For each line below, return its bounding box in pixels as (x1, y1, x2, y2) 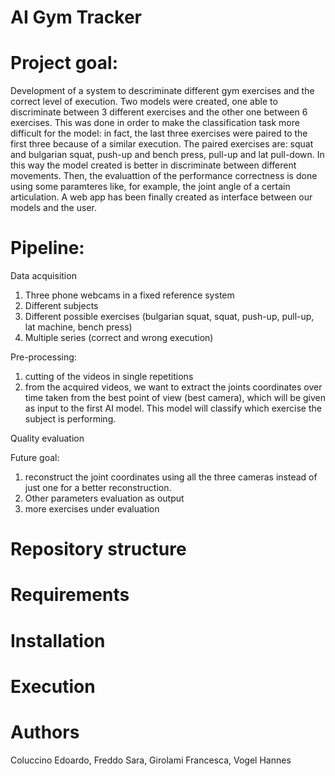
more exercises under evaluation (24, 503, 160, 515)
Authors (10, 721, 80, 743)
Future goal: (10, 452, 60, 464)
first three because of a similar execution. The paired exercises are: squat (10, 138, 314, 150)
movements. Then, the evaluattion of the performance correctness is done (10, 170, 318, 182)
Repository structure (10, 538, 187, 561)
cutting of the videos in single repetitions (24, 371, 194, 383)
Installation (10, 629, 106, 652)
